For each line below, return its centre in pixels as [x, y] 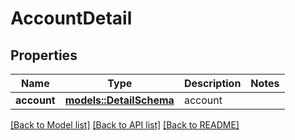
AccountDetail [71, 18]
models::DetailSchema [119, 100]
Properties [44, 55]
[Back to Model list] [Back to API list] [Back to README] [125, 125]
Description [212, 83]
